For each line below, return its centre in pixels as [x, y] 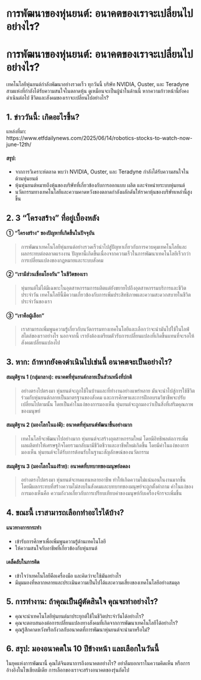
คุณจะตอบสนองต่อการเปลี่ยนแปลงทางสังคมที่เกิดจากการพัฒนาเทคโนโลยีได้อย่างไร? [96, 623]
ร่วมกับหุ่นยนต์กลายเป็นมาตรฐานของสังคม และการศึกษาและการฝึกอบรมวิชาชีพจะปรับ [103, 397]
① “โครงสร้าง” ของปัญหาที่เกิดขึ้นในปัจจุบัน [50, 233]
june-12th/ [19, 144]
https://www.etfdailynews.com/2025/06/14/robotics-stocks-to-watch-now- [99, 138]
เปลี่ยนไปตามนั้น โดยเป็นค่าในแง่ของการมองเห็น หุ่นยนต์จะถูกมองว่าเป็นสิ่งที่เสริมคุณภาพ [107, 404]
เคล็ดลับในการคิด [23, 562]
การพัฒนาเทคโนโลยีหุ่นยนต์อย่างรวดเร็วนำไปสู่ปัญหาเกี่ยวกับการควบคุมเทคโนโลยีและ [104, 246]
